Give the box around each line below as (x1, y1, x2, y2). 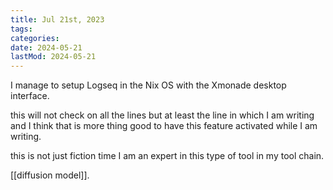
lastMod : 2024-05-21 (10, 52, 97, 62)
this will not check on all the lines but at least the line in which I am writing (10, 109, 315, 121)
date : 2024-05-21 (10, 42, 83, 53)
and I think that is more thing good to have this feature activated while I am (10, 120, 318, 132)
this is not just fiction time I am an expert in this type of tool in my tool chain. (10, 150, 325, 162)
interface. (10, 90, 50, 102)
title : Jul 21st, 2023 (10, 14, 105, 25)
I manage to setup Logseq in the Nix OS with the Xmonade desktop (10, 79, 287, 91)
